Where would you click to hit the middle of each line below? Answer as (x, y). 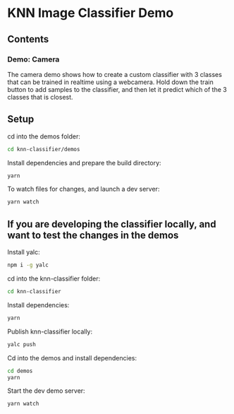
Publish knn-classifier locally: (50, 331)
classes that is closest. (40, 97)
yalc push (22, 344)
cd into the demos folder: (44, 136)
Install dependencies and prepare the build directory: (84, 162)
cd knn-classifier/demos (44, 149)
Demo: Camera (33, 59)
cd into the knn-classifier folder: (54, 278)
